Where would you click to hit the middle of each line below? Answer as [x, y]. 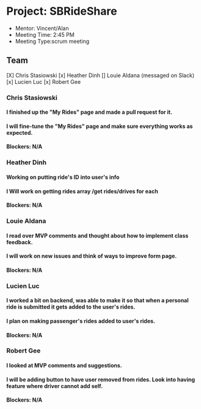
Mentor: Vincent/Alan [42, 28]
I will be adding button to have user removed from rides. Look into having [101, 379]
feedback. [20, 242]
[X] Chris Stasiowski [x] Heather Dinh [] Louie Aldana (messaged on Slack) [100, 75]
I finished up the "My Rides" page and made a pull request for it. [90, 112]
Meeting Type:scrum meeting [52, 41]
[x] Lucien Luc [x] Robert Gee [44, 81]
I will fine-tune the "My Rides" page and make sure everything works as [100, 126]
